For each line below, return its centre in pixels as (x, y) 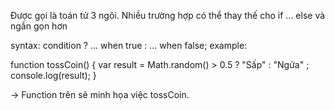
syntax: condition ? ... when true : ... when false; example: (129, 45)
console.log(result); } (53, 75)
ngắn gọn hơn (39, 26)
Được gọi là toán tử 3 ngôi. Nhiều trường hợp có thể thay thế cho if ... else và (168, 15)
